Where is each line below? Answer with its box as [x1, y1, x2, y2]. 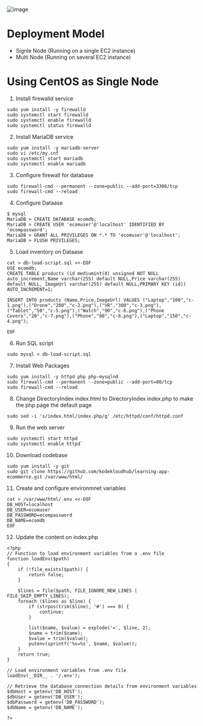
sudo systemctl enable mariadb [7, 161, 86, 167]
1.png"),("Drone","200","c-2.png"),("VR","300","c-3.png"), [7, 302, 162, 308]
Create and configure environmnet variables [15, 484, 126, 492]
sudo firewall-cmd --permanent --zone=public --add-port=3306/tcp [7, 183, 178, 189]
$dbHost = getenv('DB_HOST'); [7, 688, 84, 694]
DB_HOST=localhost [7, 501, 53, 507]
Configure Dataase [15, 199, 63, 206]
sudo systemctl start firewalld [7, 112, 88, 118]
